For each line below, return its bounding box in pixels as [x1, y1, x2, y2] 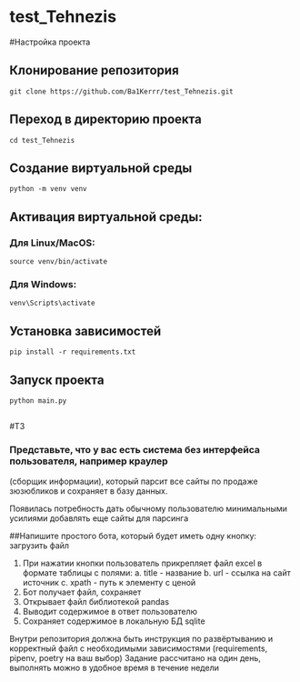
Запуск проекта [9, 372, 105, 387]
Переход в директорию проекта [9, 112, 202, 127]
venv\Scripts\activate [9, 298, 95, 308]
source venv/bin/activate [9, 257, 107, 266]
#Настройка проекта [9, 36, 91, 47]
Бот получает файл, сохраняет [22, 587, 142, 597]
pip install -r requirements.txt [9, 347, 136, 356]
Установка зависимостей [9, 323, 162, 338]
